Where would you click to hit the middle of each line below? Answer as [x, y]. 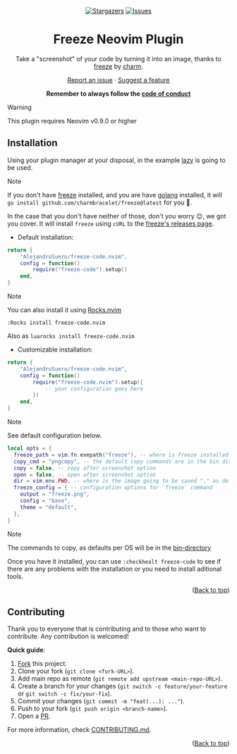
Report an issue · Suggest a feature [119, 80]
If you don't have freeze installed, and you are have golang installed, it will [115, 194]
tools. [16, 576]
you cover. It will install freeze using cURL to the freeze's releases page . [111, 223]
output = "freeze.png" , [55, 494]
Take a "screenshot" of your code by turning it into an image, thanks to [119, 58]
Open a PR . [34, 716]
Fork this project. [42, 664]
